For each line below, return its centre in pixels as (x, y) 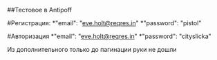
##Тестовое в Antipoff (40, 10)
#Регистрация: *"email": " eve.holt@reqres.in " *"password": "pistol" (104, 23)
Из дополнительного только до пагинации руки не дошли (92, 49)
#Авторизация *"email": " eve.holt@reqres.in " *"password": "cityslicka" (110, 36)
